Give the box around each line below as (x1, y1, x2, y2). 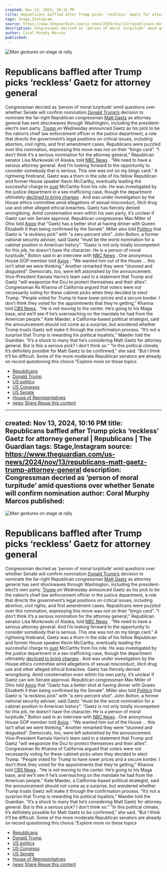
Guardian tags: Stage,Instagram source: (5, 442, 132, 451)
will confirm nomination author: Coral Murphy (5, 489, 150, 498)
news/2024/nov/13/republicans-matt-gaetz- (5, 458, 147, 466)
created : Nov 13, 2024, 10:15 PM (5, 7, 75, 12)
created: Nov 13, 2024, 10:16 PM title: (5, 419, 123, 428)
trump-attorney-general (5, 466, 82, 474)
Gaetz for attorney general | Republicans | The (5, 435, 152, 443)
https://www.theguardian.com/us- (5, 450, 115, 459)
